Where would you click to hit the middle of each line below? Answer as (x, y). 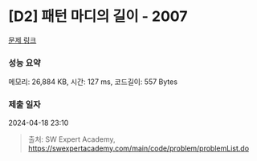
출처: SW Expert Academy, (71, 139)
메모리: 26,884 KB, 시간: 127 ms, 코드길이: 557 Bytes (93, 82)
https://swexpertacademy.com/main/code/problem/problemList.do (139, 148)
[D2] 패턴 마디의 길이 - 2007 (98, 16)
